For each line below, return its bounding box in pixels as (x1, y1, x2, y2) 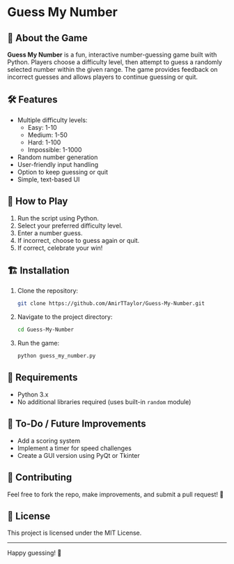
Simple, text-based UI (17, 175, 80, 184)
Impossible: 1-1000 (27, 145, 82, 154)
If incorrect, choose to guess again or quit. (17, 236, 140, 244)
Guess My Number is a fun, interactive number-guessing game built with (7, 50, 217, 59)
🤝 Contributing (7, 472, 72, 484)
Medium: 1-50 (27, 131, 68, 139)
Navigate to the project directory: (17, 313, 113, 321)
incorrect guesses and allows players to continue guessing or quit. (7, 73, 198, 81)
